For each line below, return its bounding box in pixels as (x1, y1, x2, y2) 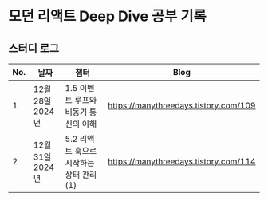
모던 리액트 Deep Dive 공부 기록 (8, 7, 207, 26)
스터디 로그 (8, 41, 60, 55)
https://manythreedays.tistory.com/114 (107, 156, 256, 167)
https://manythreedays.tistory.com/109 (107, 100, 256, 111)
